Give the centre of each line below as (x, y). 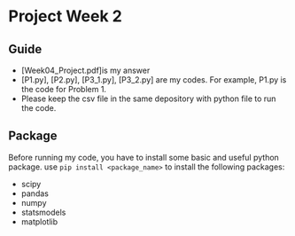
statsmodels (43, 212)
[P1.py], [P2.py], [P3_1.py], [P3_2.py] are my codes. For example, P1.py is (154, 80)
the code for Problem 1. (64, 89)
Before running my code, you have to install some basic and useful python (144, 157)
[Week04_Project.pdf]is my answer (85, 70)
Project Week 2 (66, 16)
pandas (35, 193)
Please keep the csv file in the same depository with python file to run (148, 98)
